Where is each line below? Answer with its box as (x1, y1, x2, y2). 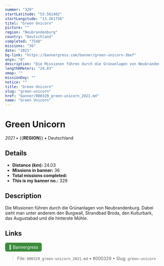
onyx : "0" (5, 57, 25, 62)
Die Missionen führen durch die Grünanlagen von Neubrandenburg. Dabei (5, 205, 154, 210)
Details (5, 149, 27, 158)
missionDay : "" (5, 75, 36, 80)
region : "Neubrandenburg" (5, 30, 58, 35)
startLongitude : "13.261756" (5, 16, 64, 21)
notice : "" (5, 80, 27, 84)
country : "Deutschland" (5, 35, 54, 40)
